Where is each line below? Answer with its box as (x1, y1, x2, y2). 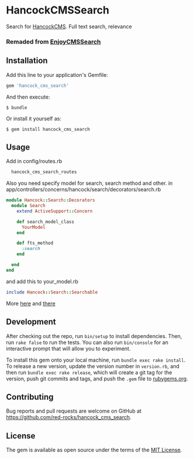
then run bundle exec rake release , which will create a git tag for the (6, 369, 172, 376)
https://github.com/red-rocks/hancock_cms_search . (6, 414, 131, 421)
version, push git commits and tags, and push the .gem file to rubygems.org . (6, 375, 189, 382)
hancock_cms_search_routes (11, 169, 77, 175)
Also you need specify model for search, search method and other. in (6, 180, 173, 187)
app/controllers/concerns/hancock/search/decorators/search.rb (6, 186, 161, 193)
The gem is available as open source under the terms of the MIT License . (6, 447, 182, 454)
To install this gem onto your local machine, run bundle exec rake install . (6, 356, 186, 363)
